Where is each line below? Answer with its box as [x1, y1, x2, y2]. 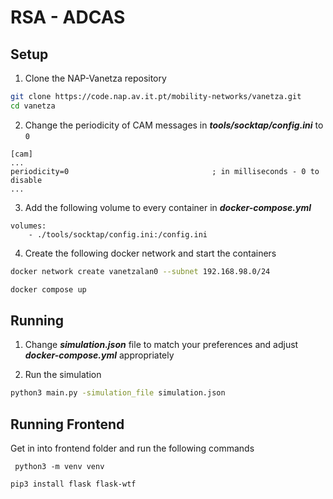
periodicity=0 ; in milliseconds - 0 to [10, 166, 320, 176]
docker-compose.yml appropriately [24, 349, 175, 361]
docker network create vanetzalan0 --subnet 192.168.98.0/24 [10, 266, 271, 276]
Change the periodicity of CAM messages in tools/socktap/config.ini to [24, 119, 324, 131]
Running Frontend [10, 416, 125, 433]
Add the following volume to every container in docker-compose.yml [24, 201, 312, 213]
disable [10, 175, 43, 185]
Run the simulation [24, 369, 102, 381]
